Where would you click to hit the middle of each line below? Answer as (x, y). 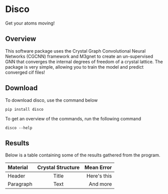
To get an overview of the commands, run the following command (73, 118)
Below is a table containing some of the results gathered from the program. (83, 155)
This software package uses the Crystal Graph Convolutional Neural (75, 51)
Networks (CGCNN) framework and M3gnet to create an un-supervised (79, 56)
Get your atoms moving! (30, 23)
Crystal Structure (59, 167)
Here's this (99, 176)
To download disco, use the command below (51, 100)
